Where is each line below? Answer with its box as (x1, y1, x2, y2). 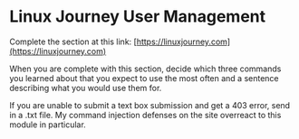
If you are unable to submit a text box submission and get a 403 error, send (9, 99, 291, 110)
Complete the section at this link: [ (9, 36, 138, 47)
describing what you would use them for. (9, 82, 162, 93)
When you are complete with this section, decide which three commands (9, 63, 282, 74)
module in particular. (9, 119, 86, 130)
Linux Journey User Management (9, 6, 266, 27)
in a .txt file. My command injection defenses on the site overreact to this (9, 109, 282, 120)
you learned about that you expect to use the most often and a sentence (9, 72, 279, 83)
